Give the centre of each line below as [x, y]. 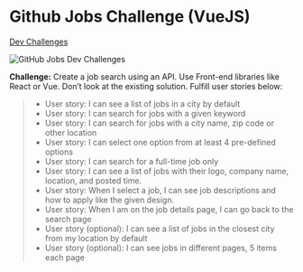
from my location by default [96, 238]
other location [71, 132]
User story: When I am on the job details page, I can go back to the [169, 209]
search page [68, 219]
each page [65, 257]
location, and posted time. [93, 180]
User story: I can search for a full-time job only [132, 161]
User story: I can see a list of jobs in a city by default [142, 103]
